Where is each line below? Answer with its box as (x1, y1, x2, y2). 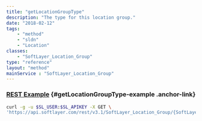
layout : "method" (6, 64, 50, 71)
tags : (6, 25, 20, 32)
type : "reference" (6, 59, 52, 65)
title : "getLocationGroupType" (6, 8, 85, 15)
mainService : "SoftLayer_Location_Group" (6, 70, 114, 76)
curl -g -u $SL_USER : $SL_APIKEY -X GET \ (6, 104, 112, 110)
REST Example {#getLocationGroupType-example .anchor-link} (6, 90, 196, 99)
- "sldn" (17, 37, 39, 43)
